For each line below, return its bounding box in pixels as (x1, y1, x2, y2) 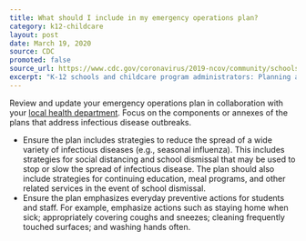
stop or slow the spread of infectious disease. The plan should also (22, 163, 275, 174)
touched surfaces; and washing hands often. (22, 221, 191, 232)
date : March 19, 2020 (9, 38, 92, 48)
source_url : (9, 65, 55, 74)
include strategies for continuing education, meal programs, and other (22, 173, 286, 184)
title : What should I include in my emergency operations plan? (9, 13, 259, 23)
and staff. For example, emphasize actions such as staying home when (22, 202, 289, 213)
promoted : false (9, 55, 71, 65)
